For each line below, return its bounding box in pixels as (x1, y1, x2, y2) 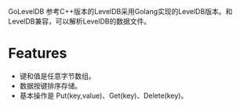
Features (8, 45, 67, 63)
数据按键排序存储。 (19, 81, 82, 90)
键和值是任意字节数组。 (19, 71, 96, 81)
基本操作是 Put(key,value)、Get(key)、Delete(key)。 (19, 91, 188, 100)
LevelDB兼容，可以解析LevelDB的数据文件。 (8, 16, 151, 26)
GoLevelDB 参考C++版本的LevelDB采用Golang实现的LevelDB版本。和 (8, 7, 233, 16)
